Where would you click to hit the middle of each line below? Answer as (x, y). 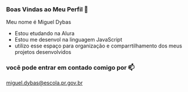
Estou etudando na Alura (44, 33)
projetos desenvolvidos (43, 52)
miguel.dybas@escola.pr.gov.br (45, 83)
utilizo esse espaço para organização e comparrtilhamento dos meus (98, 46)
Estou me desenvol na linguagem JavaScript (68, 40)
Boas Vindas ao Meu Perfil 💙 (47, 9)
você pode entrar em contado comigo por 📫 (70, 68)
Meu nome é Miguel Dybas (39, 22)
